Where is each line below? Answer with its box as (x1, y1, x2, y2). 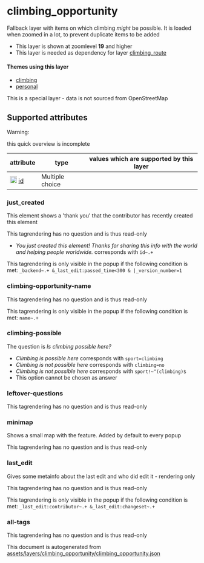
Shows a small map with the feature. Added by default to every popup (7, 432, 182, 439)
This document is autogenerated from (7, 544, 102, 551)
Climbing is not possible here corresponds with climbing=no (15, 361, 165, 368)
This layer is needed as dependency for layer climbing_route (15, 49, 167, 56)
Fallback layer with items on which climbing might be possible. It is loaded (7, 24, 192, 32)
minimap (7, 418, 33, 426)
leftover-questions (7, 389, 63, 397)
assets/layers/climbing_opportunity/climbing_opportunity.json (7, 550, 161, 557)
